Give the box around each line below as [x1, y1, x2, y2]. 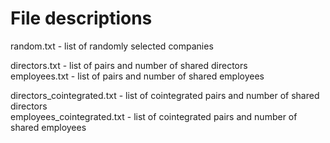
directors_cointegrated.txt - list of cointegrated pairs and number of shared [10, 89, 320, 101]
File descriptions [10, 7, 153, 30]
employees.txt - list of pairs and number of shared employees [10, 70, 265, 82]
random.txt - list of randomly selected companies [10, 40, 214, 52]
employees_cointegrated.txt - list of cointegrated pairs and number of [10, 110, 298, 122]
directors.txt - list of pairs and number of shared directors [10, 59, 248, 71]
